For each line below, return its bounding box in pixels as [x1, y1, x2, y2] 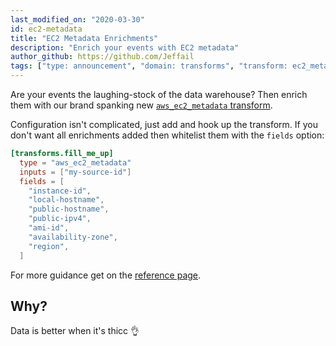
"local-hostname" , [28, 195, 105, 205]
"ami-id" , [28, 223, 70, 233]
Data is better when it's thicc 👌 [10, 325, 140, 337]
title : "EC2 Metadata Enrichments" [10, 33, 159, 43]
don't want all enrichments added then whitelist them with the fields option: [10, 129, 325, 141]
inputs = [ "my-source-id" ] [19, 167, 132, 177]
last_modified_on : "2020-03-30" [10, 14, 145, 25]
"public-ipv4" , [28, 214, 92, 224]
